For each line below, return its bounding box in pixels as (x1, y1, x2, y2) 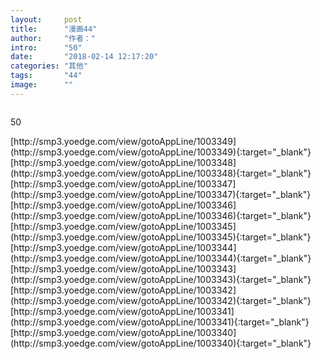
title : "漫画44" (10, 24, 98, 34)
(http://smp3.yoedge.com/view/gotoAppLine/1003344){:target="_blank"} (10, 252, 312, 264)
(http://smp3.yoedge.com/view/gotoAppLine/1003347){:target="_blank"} (10, 188, 312, 200)
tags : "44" (10, 71, 83, 81)
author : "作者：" (10, 33, 96, 43)
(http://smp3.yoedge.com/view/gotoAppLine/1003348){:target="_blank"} (10, 167, 312, 179)
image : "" (10, 80, 74, 90)
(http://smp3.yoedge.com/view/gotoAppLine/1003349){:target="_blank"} (10, 146, 312, 158)
